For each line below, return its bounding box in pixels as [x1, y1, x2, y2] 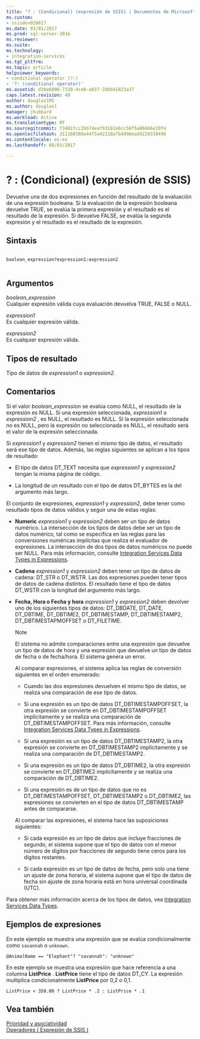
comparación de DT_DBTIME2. [23, 774, 99, 781]
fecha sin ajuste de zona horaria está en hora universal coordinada [23, 878, 187, 885]
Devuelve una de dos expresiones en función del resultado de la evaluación [6, 192, 192, 200]
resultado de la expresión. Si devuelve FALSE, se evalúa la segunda [6, 212, 171, 219]
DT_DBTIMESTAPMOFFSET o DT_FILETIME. [14, 617, 122, 624]
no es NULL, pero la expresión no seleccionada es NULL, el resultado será [6, 421, 189, 429]
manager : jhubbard [6, 109, 52, 115]
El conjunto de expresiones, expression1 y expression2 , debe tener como [6, 500, 185, 507]
